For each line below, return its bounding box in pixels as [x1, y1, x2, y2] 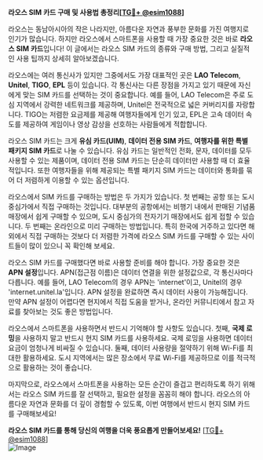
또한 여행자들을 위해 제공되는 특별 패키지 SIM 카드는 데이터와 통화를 [37, 166, 245, 175]
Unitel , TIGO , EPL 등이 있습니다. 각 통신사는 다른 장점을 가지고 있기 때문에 [8, 80, 237, 89]
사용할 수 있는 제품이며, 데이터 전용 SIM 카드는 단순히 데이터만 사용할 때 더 [8, 156, 236, 165]
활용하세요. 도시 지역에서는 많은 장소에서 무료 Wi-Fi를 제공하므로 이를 [22, 353, 236, 362]
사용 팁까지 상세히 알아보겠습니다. [16, 54, 119, 63]
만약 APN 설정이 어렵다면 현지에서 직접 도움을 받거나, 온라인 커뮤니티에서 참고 [8, 298, 247, 306]
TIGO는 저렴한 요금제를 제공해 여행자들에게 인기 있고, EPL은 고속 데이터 [24, 110, 245, 119]
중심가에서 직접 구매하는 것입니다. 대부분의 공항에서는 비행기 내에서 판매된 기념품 [8, 202, 256, 211]
